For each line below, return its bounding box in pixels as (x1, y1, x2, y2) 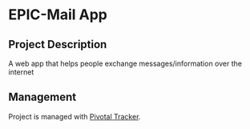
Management (8, 91, 77, 104)
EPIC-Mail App (8, 6, 108, 24)
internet (8, 67, 34, 77)
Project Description (8, 38, 107, 51)
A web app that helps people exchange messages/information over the (8, 58, 243, 68)
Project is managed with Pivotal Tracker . (8, 111, 141, 121)
